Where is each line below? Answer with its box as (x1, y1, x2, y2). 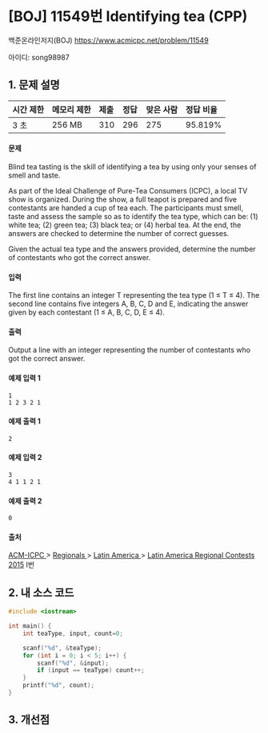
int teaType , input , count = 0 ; (22, 629, 124, 637)
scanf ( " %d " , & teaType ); (22, 644, 102, 652)
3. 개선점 (8, 713, 50, 727)
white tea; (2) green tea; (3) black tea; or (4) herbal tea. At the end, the (8, 220, 242, 230)
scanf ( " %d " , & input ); (37, 659, 110, 667)
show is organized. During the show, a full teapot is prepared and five (8, 194, 238, 204)
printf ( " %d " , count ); (22, 682, 94, 690)
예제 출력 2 (8, 495, 42, 506)
